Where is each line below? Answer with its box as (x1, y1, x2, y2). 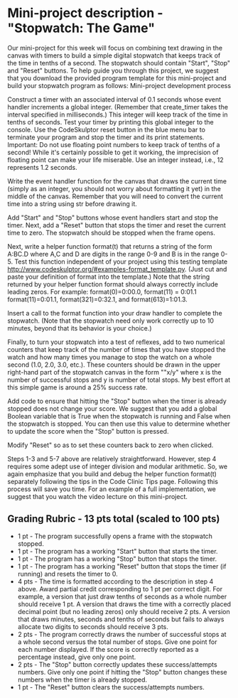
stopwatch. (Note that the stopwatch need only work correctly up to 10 (7, 316, 215, 325)
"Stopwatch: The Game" (7, 20, 155, 36)
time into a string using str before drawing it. (7, 199, 137, 208)
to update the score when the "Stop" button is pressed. (7, 426, 169, 435)
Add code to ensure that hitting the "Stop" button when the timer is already (7, 397, 227, 405)
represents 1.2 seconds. (7, 163, 77, 171)
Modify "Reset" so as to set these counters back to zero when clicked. (7, 441, 214, 449)
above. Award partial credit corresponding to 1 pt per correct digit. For (17, 584, 222, 593)
